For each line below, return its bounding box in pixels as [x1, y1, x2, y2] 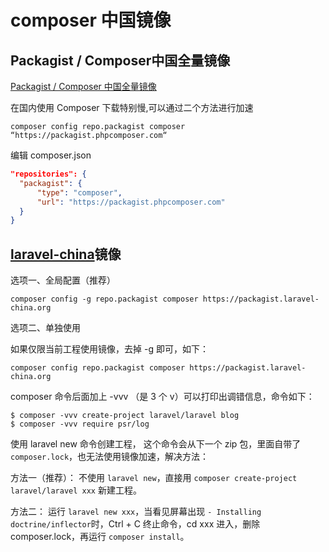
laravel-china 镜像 [10, 246, 122, 263]
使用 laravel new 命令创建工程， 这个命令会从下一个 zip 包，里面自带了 [10, 438, 302, 450]
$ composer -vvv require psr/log [10, 419, 150, 430]
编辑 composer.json [10, 149, 92, 161]
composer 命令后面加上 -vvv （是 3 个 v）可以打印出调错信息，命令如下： [10, 391, 315, 403]
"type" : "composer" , [36, 187, 123, 198]
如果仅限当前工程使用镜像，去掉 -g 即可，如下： [10, 343, 209, 355]
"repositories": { [10, 169, 87, 179]
